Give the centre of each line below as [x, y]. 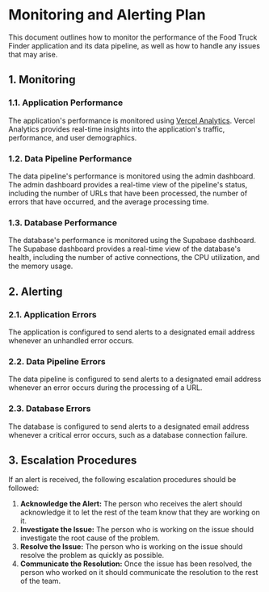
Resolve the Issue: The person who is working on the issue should [131, 547]
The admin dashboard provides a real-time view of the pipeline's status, [128, 184]
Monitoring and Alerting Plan [107, 15]
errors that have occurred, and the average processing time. [109, 202]
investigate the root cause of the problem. [90, 538]
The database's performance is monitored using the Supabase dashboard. [132, 241]
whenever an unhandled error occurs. [71, 340]
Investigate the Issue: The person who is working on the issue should [137, 530]
